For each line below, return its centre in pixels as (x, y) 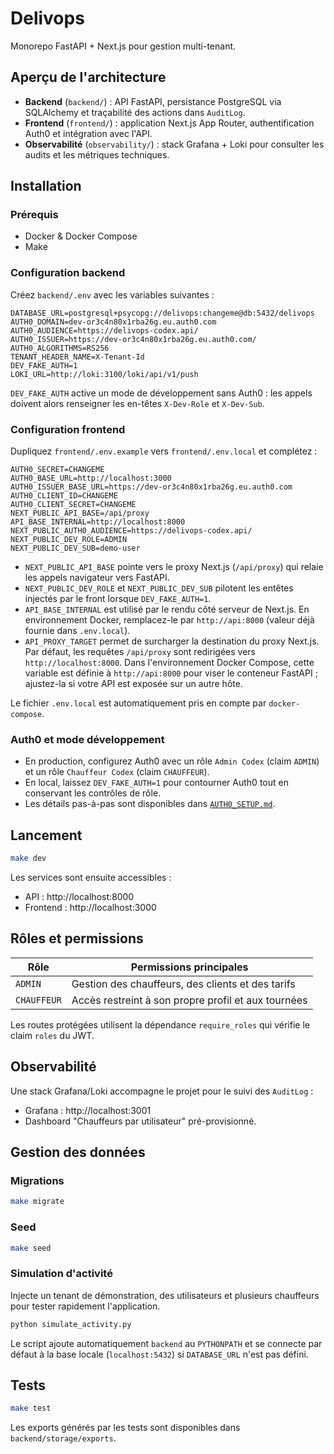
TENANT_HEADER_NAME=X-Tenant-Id (77, 357)
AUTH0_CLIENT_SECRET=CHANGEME (73, 505)
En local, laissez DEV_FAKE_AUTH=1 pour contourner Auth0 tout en (156, 783)
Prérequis (34, 215)
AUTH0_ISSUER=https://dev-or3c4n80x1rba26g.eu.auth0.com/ (133, 339)
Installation (46, 186)
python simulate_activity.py (71, 1324)
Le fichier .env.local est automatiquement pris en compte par (138, 703)
